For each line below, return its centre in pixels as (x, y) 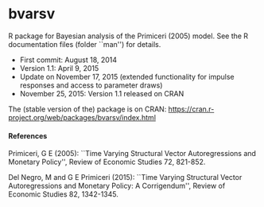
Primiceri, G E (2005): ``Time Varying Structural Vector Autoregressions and (132, 154)
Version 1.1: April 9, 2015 (59, 68)
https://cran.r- (191, 109)
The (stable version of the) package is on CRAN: (87, 109)
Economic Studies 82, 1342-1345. (64, 194)
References (28, 135)
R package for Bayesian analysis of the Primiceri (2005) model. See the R (128, 36)
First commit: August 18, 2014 (68, 60)
